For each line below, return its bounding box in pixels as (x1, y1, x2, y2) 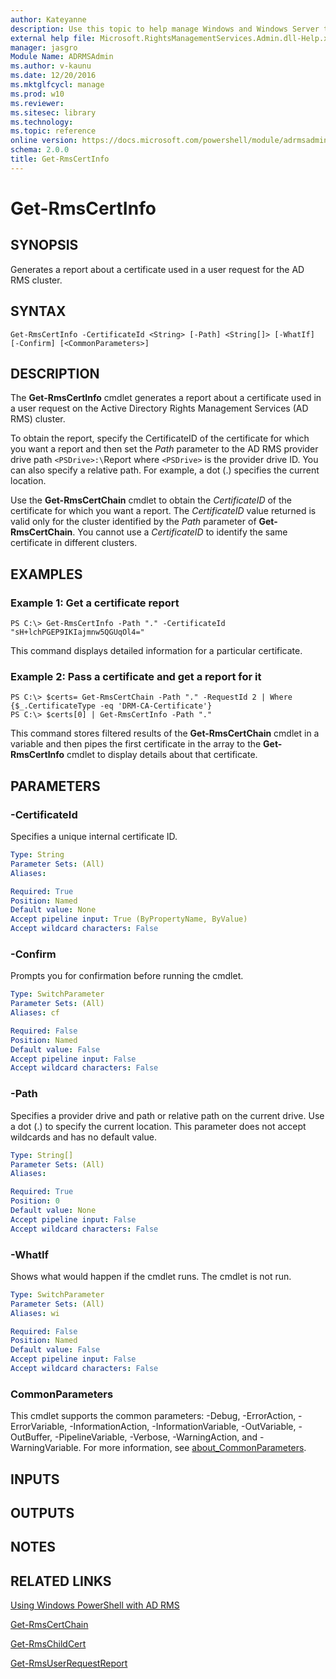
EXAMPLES (10, 566, 83, 583)
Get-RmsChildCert (10, 1638, 87, 1650)
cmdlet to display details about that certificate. (66, 749, 258, 761)
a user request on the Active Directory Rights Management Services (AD (10, 402, 309, 415)
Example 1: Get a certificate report (10, 596, 180, 610)
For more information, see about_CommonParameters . (83, 1442, 307, 1454)
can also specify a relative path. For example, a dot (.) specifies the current (10, 464, 320, 476)
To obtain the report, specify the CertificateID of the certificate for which (10, 432, 310, 445)
